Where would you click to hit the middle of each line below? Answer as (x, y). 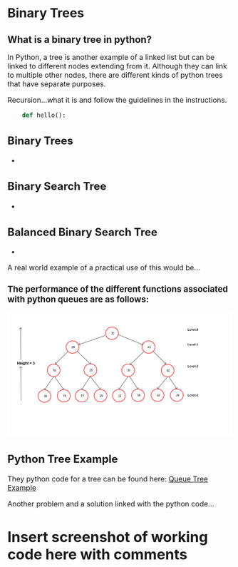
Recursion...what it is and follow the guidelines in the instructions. (117, 100)
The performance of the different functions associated (118, 289)
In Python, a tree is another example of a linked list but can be (111, 57)
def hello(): (44, 115)
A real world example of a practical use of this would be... (104, 267)
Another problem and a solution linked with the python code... (111, 504)
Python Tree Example (63, 459)
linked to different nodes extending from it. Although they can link (117, 66)
